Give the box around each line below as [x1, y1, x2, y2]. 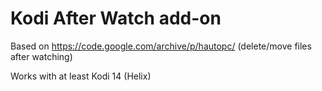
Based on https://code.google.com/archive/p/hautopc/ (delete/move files [10, 40, 312, 52]
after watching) [10, 50, 73, 62]
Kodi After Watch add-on [10, 7, 222, 30]
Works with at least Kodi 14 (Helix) [10, 70, 152, 82]
